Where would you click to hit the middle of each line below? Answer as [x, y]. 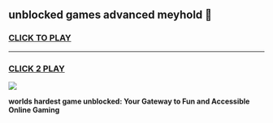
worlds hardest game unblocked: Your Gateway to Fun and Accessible [129, 101]
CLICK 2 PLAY [37, 68]
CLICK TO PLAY [40, 38]
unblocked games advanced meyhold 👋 [110, 15]
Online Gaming [34, 109]
